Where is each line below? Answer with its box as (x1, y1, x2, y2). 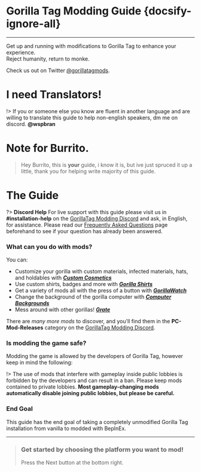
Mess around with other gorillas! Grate (14, 306, 111, 313)
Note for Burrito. (6, 142, 89, 155)
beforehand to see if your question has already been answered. (6, 227, 163, 235)
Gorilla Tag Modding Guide (6, 4, 142, 18)
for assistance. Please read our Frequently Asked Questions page (6, 221, 168, 229)
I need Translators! (6, 88, 102, 101)
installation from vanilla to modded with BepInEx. (6, 425, 127, 432)
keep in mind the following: (6, 359, 73, 366)
